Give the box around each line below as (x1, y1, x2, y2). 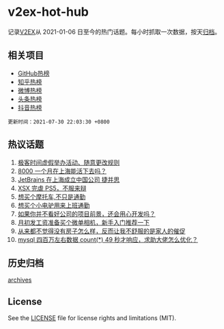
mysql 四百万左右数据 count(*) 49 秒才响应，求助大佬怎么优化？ (17, 235, 199, 243)
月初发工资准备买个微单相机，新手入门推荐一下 (17, 218, 150, 226)
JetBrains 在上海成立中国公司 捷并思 (17, 175, 120, 184)
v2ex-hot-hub (8, 4, 89, 20)
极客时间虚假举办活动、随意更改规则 (17, 158, 120, 167)
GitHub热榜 (17, 69, 50, 77)
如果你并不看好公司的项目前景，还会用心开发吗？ (17, 210, 156, 218)
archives (8, 276, 32, 284)
